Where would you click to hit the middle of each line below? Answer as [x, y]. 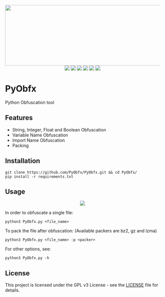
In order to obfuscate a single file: [39, 213]
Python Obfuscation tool [30, 102]
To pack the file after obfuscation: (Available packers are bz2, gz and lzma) [81, 231]
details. [13, 290]
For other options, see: [28, 249]
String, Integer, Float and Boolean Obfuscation [59, 130]
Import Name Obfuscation [39, 140]
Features [19, 118]
